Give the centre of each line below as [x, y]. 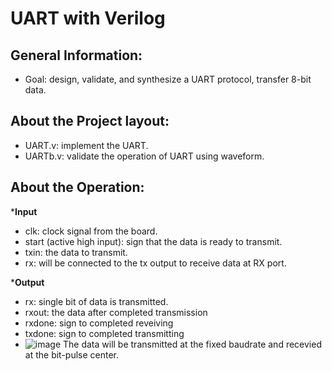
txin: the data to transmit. [76, 252]
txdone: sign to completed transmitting [104, 333]
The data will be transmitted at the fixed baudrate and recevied [192, 344]
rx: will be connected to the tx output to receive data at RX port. [155, 263]
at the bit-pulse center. [72, 354]
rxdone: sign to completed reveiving [99, 323]
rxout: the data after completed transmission [116, 312]
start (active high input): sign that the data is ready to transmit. [153, 241]
